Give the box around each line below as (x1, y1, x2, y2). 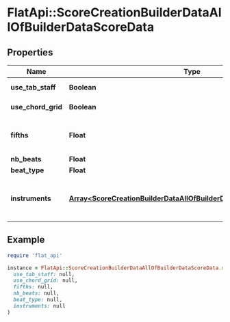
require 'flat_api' (7, 252, 63, 259)
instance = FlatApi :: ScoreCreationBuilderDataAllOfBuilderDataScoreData (7, 265, 219, 271)
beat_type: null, (13, 296, 63, 304)
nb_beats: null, (13, 290, 60, 297)
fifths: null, (13, 284, 53, 291)
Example (7, 234, 45, 245)
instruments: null (13, 302, 66, 309)
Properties (7, 46, 53, 58)
